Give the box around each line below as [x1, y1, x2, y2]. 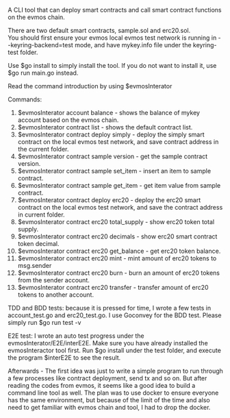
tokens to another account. [17, 291, 94, 299]
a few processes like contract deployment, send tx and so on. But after [8, 374, 207, 382]
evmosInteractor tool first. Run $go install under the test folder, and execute [8, 346, 222, 354]
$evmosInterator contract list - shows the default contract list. [17, 123, 193, 131]
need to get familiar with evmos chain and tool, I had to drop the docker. [8, 404, 211, 411]
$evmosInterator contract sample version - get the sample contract [17, 152, 208, 160]
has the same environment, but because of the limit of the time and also [8, 396, 211, 404]
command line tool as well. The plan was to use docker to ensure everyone [8, 389, 219, 397]
